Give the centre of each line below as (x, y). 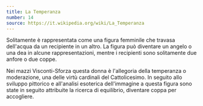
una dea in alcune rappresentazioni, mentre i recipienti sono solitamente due (101, 53)
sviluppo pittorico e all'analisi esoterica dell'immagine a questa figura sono (99, 84)
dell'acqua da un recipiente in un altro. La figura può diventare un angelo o (99, 46)
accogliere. (20, 96)
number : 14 (20, 17)
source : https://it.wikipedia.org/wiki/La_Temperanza (76, 23)
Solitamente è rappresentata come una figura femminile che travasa (91, 40)
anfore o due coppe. (32, 59)
